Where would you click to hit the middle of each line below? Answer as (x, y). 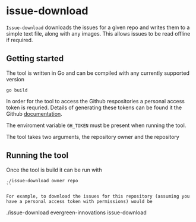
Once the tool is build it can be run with (54, 170)
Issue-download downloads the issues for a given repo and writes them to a (98, 27)
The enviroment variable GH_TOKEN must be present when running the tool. (96, 125)
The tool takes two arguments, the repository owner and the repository (93, 137)
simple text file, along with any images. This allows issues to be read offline (98, 33)
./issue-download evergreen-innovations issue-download (76, 213)
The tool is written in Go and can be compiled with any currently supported (98, 73)
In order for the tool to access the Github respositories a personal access (96, 101)
